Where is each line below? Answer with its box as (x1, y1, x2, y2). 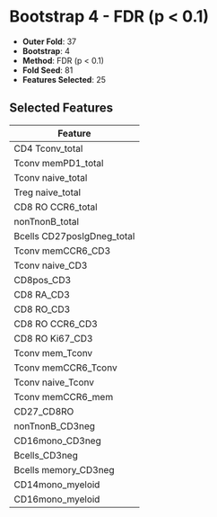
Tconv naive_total (13, 171, 88, 183)
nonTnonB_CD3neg (13, 420, 96, 432)
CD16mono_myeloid (13, 493, 100, 505)
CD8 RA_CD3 (13, 288, 70, 300)
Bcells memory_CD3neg (13, 463, 115, 476)
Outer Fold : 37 (22, 36, 77, 47)
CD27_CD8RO (13, 405, 74, 417)
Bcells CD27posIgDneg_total (13, 229, 135, 242)
